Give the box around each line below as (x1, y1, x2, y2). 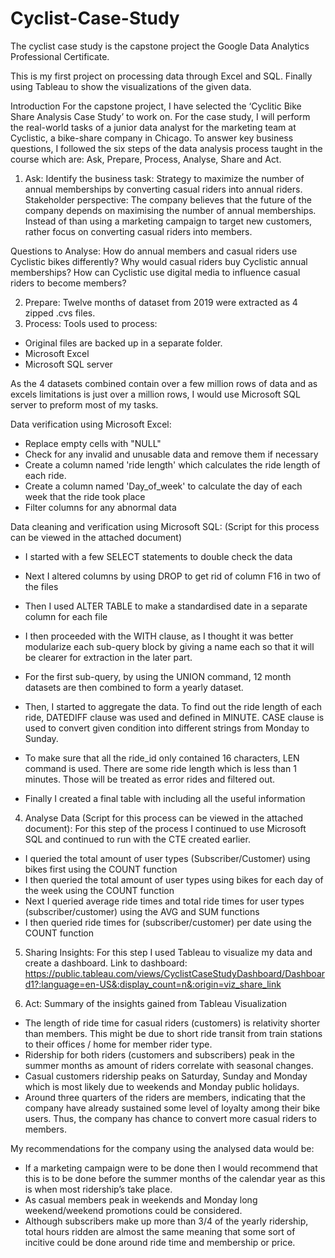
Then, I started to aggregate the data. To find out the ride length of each (24, 700, 322, 712)
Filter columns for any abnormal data (24, 501, 177, 513)
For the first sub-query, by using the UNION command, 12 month (24, 670, 292, 682)
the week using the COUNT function (24, 884, 175, 896)
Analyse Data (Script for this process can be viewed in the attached (24, 812, 304, 824)
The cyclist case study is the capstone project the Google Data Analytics (10, 40, 310, 52)
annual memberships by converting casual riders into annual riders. (24, 183, 303, 195)
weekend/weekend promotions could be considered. (24, 1204, 243, 1216)
